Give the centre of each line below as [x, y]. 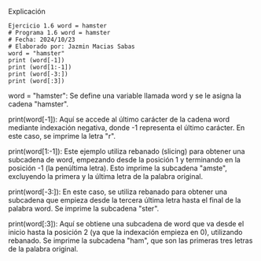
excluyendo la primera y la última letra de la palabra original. [105, 176]
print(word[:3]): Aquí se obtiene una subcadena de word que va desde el [126, 224]
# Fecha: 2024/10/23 [42, 39]
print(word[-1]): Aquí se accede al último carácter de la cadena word [119, 119]
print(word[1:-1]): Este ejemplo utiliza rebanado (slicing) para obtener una [127, 151]
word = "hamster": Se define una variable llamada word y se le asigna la [125, 95]
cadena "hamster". [39, 104]
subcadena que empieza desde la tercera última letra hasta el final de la [125, 200]
